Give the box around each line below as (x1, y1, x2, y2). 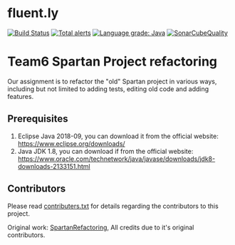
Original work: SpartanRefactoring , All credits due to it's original (7, 223, 194, 231)
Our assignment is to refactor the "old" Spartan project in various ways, (7, 77, 217, 85)
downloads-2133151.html (17, 162, 90, 170)
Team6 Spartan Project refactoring (7, 53, 218, 70)
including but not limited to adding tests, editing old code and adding (7, 84, 209, 93)
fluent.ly (7, 5, 59, 21)
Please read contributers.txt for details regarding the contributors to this (7, 202, 219, 210)
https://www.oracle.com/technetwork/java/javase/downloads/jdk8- (17, 155, 216, 163)
